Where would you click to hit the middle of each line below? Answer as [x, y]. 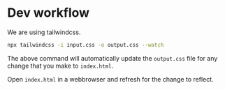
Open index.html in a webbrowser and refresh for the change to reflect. [111, 79]
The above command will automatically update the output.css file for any [112, 58]
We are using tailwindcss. [44, 32]
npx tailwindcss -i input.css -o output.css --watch [86, 45]
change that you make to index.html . [60, 66]
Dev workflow [48, 13]
